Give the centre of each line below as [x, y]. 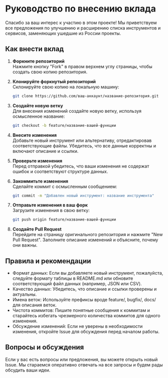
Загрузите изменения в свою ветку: [51, 211]
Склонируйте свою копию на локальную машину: [66, 87]
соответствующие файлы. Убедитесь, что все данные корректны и [84, 145]
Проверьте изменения [37, 160]
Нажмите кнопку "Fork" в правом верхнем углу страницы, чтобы [82, 66]
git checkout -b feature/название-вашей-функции [64, 125]
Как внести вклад [35, 49]
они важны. [25, 245]
